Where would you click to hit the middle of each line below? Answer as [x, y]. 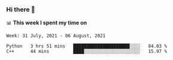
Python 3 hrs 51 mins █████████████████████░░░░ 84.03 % [87, 46]
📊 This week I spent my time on [47, 23]
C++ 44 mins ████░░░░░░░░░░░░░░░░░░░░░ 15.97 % [87, 52]
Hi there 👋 [21, 10]
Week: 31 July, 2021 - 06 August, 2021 [56, 36]
